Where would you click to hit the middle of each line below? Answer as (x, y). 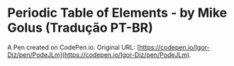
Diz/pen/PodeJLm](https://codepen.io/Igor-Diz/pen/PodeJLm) (99, 55)
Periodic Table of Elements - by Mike (117, 13)
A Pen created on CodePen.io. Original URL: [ (73, 47)
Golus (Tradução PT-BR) (80, 28)
